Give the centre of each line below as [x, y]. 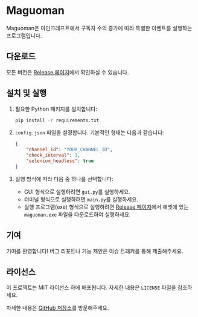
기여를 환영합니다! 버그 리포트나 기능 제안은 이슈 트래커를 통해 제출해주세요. [95, 251]
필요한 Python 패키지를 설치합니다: [56, 109]
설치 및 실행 [27, 93]
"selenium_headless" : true [60, 161]
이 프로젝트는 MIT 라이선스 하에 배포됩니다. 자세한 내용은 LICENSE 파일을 [91, 287]
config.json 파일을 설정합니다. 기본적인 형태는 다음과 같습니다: [89, 132]
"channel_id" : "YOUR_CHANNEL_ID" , [69, 150]
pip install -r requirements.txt [57, 120]
